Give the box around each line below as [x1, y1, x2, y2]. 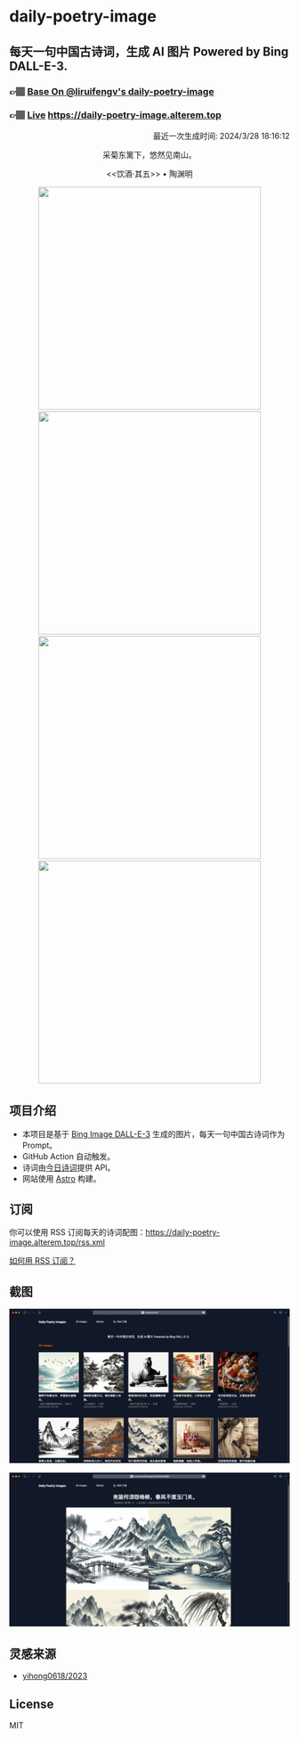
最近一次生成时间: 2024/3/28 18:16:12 [152, 130, 290, 141]
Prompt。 [21, 1140, 58, 1150]
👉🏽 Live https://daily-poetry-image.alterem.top [9, 109, 222, 121]
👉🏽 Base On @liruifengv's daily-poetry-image [9, 85, 214, 97]
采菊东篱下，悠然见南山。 [102, 149, 197, 160]
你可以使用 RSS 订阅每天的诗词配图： [9, 1227, 146, 1238]
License [9, 1696, 54, 1711]
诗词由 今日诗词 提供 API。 [21, 1162, 116, 1173]
